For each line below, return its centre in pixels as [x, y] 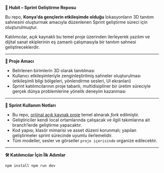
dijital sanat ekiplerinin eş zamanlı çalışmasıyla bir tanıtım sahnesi [71, 42]
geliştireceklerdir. [22, 47]
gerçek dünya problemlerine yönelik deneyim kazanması [69, 91]
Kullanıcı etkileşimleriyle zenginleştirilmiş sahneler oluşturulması [76, 76]
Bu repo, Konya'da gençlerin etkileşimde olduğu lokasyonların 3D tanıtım [80, 17]
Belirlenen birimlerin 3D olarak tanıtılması [53, 70]
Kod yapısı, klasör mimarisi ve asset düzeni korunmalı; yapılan [74, 130]
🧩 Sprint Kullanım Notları [31, 105]
